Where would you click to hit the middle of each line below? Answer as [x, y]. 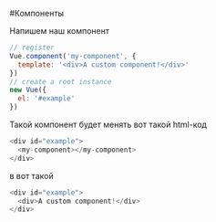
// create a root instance [61, 81]
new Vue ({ [28, 90]
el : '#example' [46, 99]
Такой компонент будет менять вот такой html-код [108, 124]
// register [32, 48]
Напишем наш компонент [59, 31]
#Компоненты [37, 13]
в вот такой [31, 175]
